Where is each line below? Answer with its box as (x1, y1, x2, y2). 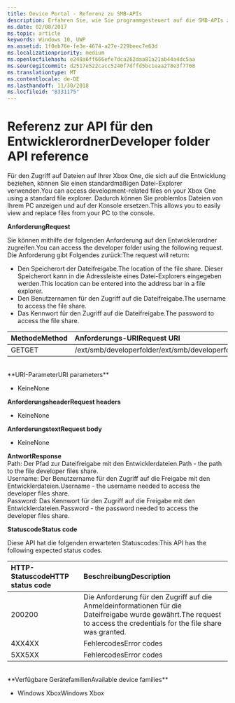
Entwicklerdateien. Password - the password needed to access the (7, 504, 199, 512)
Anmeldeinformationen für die (83, 601, 182, 610)
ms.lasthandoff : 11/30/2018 (7, 82, 90, 89)
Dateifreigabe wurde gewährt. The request (83, 610, 222, 620)
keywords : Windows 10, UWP (7, 36, 86, 43)
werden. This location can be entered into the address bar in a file (17, 280, 206, 288)
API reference (7, 149, 90, 165)
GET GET (10, 345, 39, 355)
